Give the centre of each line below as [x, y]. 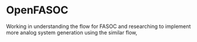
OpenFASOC [37, 10]
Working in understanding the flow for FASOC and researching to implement [98, 26]
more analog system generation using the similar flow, [72, 32]
